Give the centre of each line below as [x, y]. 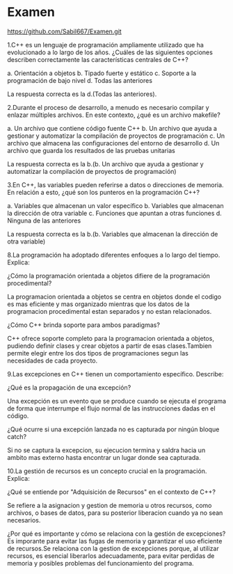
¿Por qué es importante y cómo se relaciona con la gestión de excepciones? [116, 534]
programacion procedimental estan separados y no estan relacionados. [110, 311]
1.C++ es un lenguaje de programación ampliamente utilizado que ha [105, 45]
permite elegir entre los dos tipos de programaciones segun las [98, 353]
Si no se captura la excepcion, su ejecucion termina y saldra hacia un [106, 450]
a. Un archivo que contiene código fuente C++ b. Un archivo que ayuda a [112, 128]
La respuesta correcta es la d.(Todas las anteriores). [82, 94]
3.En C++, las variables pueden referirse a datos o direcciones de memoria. [115, 184]
